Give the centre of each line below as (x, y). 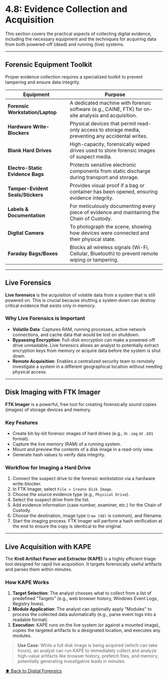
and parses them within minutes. (39, 569)
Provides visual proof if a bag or (107, 185)
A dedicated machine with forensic (110, 102)
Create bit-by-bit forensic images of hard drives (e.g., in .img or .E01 (83, 433)
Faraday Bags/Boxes (33, 253)
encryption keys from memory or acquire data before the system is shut (86, 350)
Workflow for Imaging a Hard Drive (48, 467)
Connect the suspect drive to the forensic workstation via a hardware (84, 478)
